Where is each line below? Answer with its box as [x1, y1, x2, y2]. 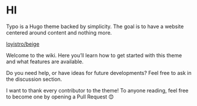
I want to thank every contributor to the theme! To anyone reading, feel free [6, 87, 189, 94]
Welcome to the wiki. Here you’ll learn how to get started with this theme [6, 52, 182, 59]
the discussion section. [6, 76, 62, 83]
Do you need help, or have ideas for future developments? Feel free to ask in [6, 69, 192, 76]
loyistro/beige [6, 40, 40, 47]
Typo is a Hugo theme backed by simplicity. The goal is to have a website [6, 23, 184, 30]
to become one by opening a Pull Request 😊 [6, 93, 114, 100]
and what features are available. [6, 58, 84, 65]
